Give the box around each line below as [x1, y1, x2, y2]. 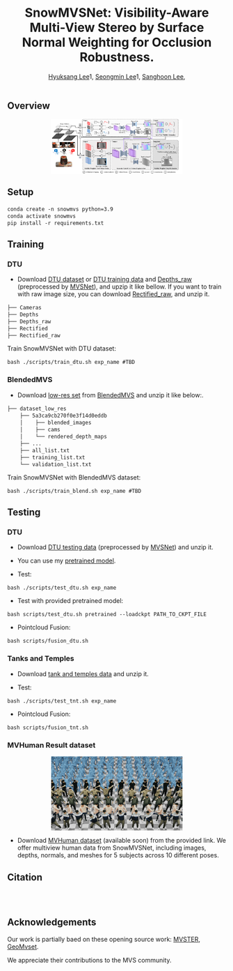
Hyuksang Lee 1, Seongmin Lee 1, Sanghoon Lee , [48, 72, 186, 81]
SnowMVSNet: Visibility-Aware [24, 5, 209, 21]
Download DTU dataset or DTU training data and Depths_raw [17, 275, 193, 284]
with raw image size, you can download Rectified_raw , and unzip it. [17, 290, 210, 298]
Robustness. [79, 49, 154, 66]
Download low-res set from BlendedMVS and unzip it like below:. [17, 390, 204, 399]
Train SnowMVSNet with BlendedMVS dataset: [7, 473, 141, 482]
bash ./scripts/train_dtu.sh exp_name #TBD [7, 359, 136, 366]
